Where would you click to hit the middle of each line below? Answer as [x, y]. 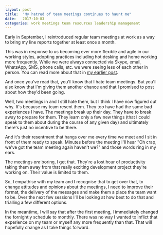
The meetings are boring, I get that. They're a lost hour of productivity [75, 162]
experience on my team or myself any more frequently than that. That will [79, 222]
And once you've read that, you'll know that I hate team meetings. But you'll [81, 82]
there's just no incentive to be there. [41, 128]
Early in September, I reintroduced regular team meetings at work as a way [80, 37]
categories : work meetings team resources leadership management [72, 23]
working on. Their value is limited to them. [47, 172]
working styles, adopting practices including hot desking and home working [81, 57]
